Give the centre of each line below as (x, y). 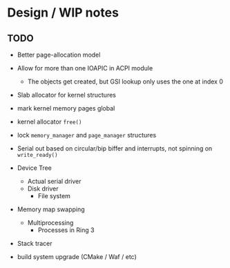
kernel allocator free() (49, 122)
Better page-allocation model (59, 55)
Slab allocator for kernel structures (66, 95)
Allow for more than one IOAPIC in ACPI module (85, 68)
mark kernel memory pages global (66, 108)
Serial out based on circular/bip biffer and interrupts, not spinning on (115, 149)
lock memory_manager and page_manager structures (87, 135)
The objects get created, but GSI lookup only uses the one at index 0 (125, 82)
